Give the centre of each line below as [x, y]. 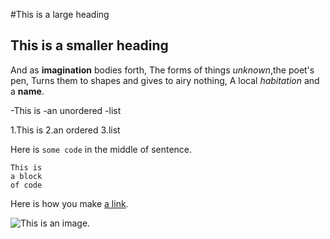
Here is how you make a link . [69, 203]
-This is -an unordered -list [66, 110]
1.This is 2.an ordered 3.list [65, 130]
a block [26, 176]
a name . [27, 91]
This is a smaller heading [89, 45]
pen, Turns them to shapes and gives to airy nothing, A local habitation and [165, 80]
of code [26, 185]
